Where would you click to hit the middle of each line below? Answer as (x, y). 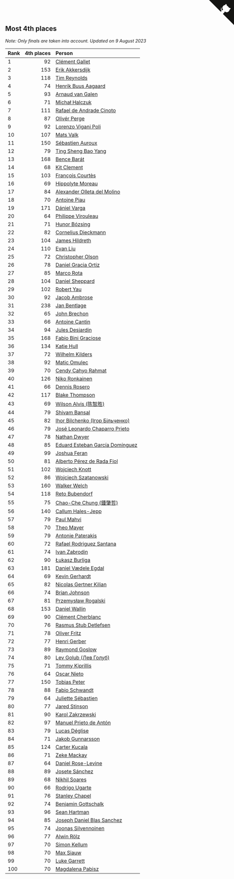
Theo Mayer (70, 527)
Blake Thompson (75, 395)
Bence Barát (70, 159)
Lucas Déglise (72, 730)
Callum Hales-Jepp (79, 511)
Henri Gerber (71, 641)
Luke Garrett (70, 860)
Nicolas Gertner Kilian (81, 584)
